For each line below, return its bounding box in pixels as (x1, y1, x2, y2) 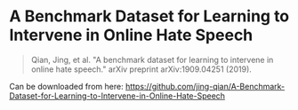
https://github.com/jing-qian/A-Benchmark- (125, 81, 286, 91)
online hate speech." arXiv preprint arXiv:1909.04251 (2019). (30, 64, 252, 75)
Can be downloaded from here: (9, 81, 124, 91)
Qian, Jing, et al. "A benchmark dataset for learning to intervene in (30, 54, 274, 65)
